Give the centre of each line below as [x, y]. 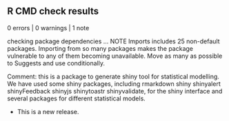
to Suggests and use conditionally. [56, 63]
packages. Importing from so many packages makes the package [100, 48]
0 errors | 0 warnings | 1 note [48, 27]
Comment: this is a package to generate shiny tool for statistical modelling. [113, 76]
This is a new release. [48, 111]
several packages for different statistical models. [77, 98]
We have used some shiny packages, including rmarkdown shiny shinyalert [114, 84]
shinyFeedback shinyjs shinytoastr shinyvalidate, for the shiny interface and [115, 91]
